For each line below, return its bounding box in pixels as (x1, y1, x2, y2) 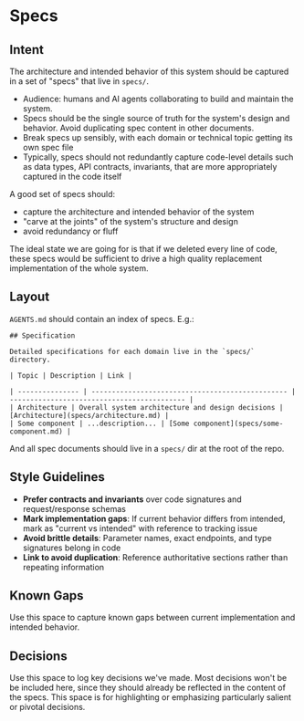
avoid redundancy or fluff (22, 225, 119, 236)
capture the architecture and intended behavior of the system (22, 206, 255, 217)
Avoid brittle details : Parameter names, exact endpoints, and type (22, 532, 272, 543)
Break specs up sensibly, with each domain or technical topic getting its (22, 132, 294, 142)
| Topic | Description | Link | (9, 371, 132, 380)
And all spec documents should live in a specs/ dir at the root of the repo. (9, 443, 285, 454)
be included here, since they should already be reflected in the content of (9, 682, 286, 694)
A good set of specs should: (9, 189, 116, 199)
